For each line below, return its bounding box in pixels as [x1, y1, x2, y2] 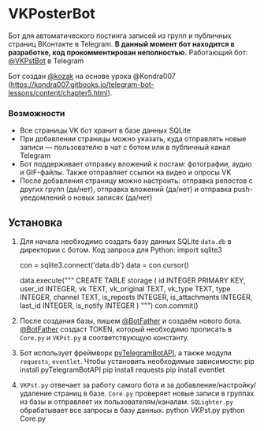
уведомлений [19, 193, 66, 202]
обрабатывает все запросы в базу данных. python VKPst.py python [19, 406, 246, 415]
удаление [19, 388, 53, 399]
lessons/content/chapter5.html [8, 88, 108, 97]
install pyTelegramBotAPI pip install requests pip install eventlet [19, 365, 225, 375]
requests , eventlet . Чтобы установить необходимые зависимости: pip [19, 357, 255, 366]
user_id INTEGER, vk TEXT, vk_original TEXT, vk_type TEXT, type [19, 284, 231, 294]
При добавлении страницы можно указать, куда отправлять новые [19, 134, 247, 144]
